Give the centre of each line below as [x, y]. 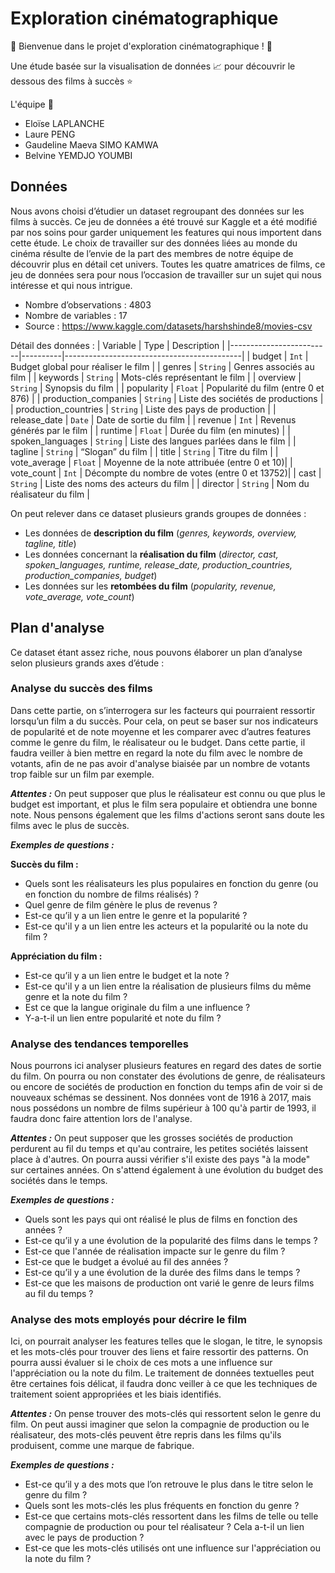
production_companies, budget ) [91, 575]
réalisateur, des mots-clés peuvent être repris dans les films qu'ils [146, 1435]
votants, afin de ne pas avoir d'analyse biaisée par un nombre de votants [160, 763]
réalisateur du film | [50, 494]
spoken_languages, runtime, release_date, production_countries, [158, 564]
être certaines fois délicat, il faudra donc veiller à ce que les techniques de [164, 1384]
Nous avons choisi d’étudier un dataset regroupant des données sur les [157, 211]
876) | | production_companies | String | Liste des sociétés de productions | [167, 398]
